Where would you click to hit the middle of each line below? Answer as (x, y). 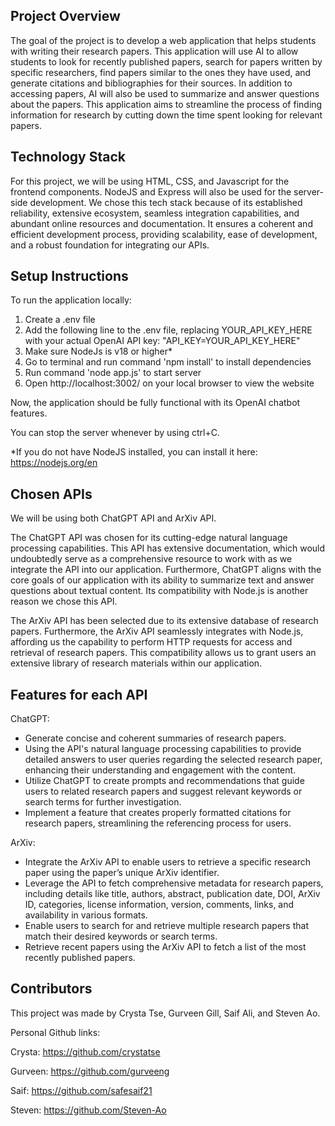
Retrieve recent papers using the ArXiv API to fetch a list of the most (165, 947)
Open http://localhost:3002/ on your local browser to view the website (169, 383)
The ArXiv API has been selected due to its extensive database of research (164, 621)
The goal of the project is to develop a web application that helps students (163, 40)
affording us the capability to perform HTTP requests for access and (151, 642)
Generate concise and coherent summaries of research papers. (155, 738)
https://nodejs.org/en (54, 463)
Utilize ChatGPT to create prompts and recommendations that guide (164, 781)
